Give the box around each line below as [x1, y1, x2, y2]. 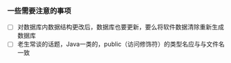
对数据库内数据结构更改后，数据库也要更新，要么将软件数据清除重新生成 [17, 23, 224, 32]
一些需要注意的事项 [7, 5, 71, 15]
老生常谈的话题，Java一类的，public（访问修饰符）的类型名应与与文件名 [17, 40, 225, 49]
